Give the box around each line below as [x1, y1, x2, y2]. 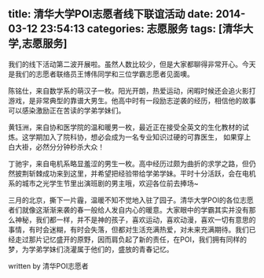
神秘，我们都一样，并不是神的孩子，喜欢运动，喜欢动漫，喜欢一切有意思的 [14, 215, 256, 224]
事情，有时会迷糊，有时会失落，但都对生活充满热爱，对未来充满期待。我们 [8, 224, 249, 234]
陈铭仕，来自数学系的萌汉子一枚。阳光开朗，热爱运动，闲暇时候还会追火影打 [8, 86, 256, 95]
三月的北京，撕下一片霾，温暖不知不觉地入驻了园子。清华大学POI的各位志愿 [8, 195, 254, 205]
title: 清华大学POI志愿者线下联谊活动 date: [8, 7, 214, 21]
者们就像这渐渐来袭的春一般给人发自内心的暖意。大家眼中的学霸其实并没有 [8, 205, 249, 214]
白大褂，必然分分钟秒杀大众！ [8, 142, 104, 151]
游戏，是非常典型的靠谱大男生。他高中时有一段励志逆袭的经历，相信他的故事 [8, 95, 256, 105]
